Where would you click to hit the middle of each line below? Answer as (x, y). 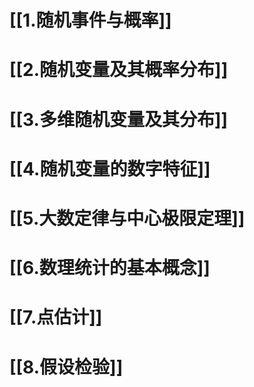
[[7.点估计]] (56, 317)
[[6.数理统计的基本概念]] (110, 268)
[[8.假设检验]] (66, 367)
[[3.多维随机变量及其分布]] (119, 119)
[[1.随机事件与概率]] (90, 20)
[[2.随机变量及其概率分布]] (119, 70)
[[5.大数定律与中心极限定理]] (127, 218)
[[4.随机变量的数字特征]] (110, 168)
